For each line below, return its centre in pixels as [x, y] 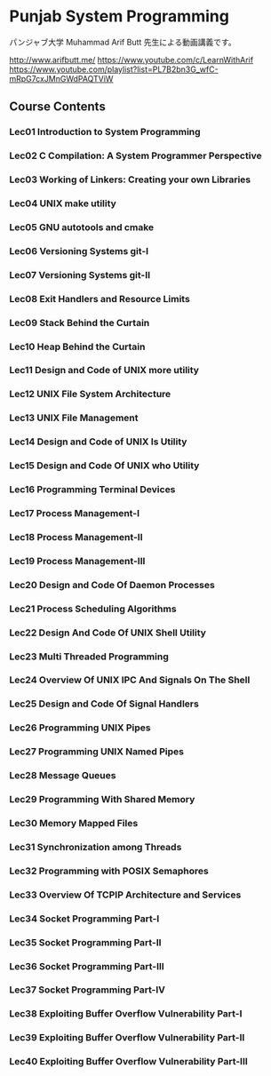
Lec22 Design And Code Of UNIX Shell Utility [108, 633]
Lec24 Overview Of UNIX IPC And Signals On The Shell [130, 680]
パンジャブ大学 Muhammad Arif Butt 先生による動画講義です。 [123, 42]
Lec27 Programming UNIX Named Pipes [97, 752]
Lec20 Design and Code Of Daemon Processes [112, 585]
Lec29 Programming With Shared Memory [102, 800]
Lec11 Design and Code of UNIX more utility [104, 371]
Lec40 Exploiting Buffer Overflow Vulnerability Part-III [129, 1062]
